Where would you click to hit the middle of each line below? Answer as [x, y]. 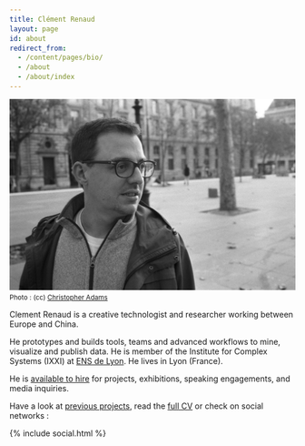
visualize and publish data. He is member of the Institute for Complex [138, 351]
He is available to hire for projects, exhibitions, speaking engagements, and [150, 379]
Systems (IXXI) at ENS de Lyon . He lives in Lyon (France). [117, 361]
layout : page [34, 29]
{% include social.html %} [58, 433]
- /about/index [46, 77]
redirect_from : [38, 48]
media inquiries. [39, 389]
